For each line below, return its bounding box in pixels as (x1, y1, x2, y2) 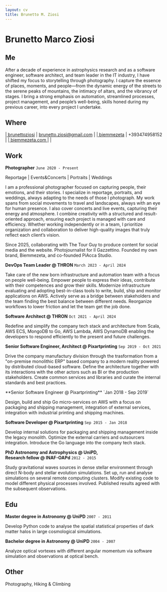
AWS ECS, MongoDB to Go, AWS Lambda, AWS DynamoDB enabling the (5, 328, 154, 334)
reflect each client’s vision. (5, 232, 60, 238)
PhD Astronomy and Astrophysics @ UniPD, (5, 449, 98, 455)
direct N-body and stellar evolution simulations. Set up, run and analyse (5, 470, 153, 476)
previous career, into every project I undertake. (5, 104, 102, 110)
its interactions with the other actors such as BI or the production (5, 369, 139, 375)
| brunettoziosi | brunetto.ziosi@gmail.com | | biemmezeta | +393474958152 (5, 132, 162, 138)
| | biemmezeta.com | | (5, 137, 51, 143)
